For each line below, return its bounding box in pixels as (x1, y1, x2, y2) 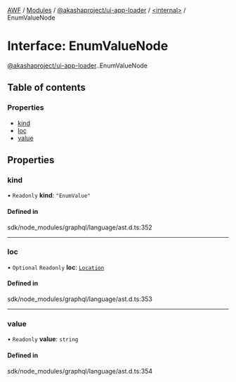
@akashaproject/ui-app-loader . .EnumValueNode (7, 61, 148, 70)
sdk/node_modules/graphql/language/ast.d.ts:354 (7, 367, 153, 375)
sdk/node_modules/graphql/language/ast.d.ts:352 (7, 223, 152, 231)
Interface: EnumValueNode (7, 38, 169, 54)
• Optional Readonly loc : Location (7, 263, 105, 272)
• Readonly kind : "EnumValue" (7, 191, 91, 200)
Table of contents (7, 82, 86, 94)
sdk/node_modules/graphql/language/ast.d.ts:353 (7, 295, 152, 303)
